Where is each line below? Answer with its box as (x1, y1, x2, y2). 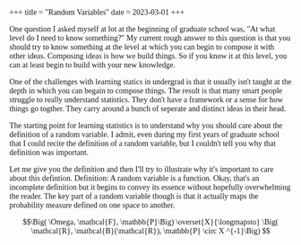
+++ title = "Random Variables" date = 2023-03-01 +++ (9, 8, 185, 17)
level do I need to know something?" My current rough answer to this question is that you (9, 33, 291, 43)
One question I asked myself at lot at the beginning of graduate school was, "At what (9, 24, 276, 34)
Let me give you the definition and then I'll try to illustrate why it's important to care (9, 165, 274, 174)
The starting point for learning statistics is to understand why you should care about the (9, 121, 283, 130)
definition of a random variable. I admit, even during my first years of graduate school (9, 130, 280, 139)
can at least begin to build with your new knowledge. (9, 60, 176, 70)
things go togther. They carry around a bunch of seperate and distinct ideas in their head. (9, 104, 287, 113)
